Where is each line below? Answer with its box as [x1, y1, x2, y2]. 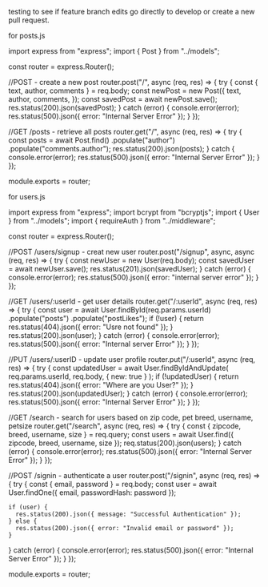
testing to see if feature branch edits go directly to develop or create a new [8, 7, 255, 16]
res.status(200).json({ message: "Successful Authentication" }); [15, 510, 242, 518]
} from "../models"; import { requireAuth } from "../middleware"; [8, 216, 216, 225]
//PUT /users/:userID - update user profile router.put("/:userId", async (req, [8, 355, 256, 364]
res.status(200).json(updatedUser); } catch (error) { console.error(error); [8, 388, 248, 398]
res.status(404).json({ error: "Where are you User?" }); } [8, 380, 194, 389]
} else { [8, 517, 38, 525]
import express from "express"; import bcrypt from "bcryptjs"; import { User [8, 207, 260, 217]
